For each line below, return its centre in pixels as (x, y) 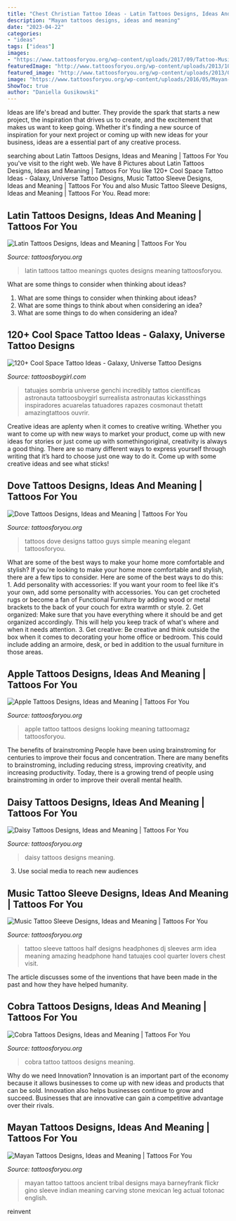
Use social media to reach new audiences (78, 871)
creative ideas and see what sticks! (58, 463)
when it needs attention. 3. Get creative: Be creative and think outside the (113, 629)
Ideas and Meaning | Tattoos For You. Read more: (79, 194)
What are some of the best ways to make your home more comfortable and (116, 562)
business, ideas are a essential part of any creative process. (94, 142)
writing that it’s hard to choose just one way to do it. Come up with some (112, 456)
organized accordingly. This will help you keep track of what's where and (113, 622)
